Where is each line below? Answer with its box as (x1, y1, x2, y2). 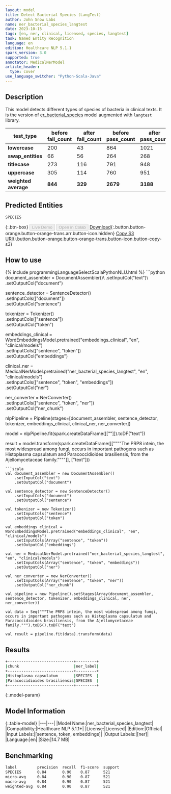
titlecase (8, 161, 30, 168)
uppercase (8, 169, 35, 176)
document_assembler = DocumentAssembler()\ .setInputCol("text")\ (5, 275, 149, 281)
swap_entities (8, 152, 42, 160)
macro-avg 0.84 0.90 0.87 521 (5, 779, 110, 784)
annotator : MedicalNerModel (5, 60, 65, 65)
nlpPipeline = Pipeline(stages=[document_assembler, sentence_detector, (5, 415, 158, 421)
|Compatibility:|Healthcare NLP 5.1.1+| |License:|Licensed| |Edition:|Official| (5, 726, 163, 732)
